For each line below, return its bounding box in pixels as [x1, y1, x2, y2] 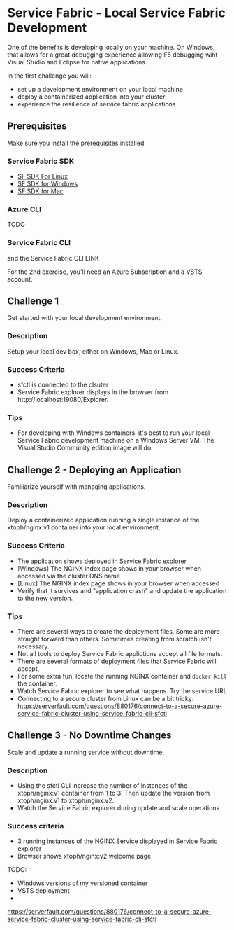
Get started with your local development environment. [7, 314, 163, 322]
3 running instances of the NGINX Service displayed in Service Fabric [17, 837, 218, 845]
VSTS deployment [17, 887, 70, 895]
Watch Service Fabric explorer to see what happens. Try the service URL [17, 687, 227, 695]
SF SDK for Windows [17, 180, 78, 188]
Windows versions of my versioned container [17, 879, 148, 887]
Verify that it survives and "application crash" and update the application [17, 586, 227, 595]
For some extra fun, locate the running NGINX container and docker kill [17, 672, 227, 681]
